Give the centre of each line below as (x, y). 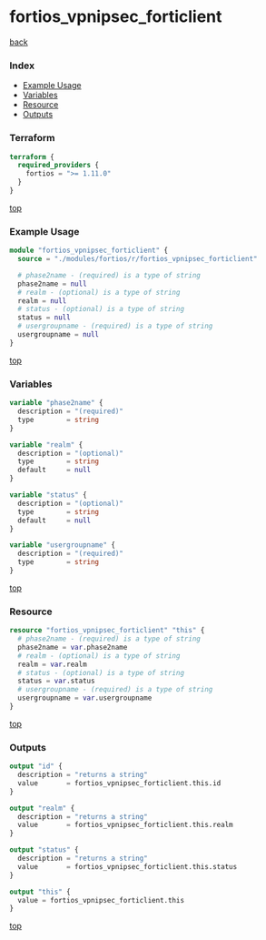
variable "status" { (49, 495)
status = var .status (56, 681)
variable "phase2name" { (56, 403)
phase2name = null (53, 284)
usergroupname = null (59, 335)
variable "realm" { (46, 445)
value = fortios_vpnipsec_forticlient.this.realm (125, 825)
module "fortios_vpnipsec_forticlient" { (89, 251)
